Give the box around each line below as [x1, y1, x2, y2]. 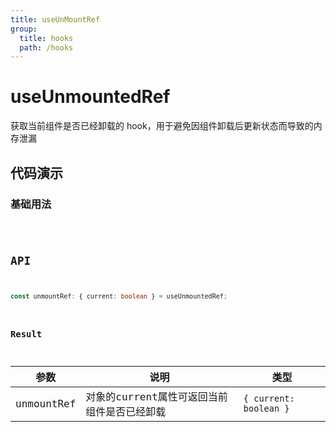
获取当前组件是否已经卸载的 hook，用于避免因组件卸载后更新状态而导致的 [10, 120, 314, 132]
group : [10, 24, 38, 34]
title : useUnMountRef [10, 14, 101, 25]
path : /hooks [19, 42, 74, 53]
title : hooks [19, 33, 74, 43]
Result [10, 328, 43, 340]
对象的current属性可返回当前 [85, 391, 228, 404]
